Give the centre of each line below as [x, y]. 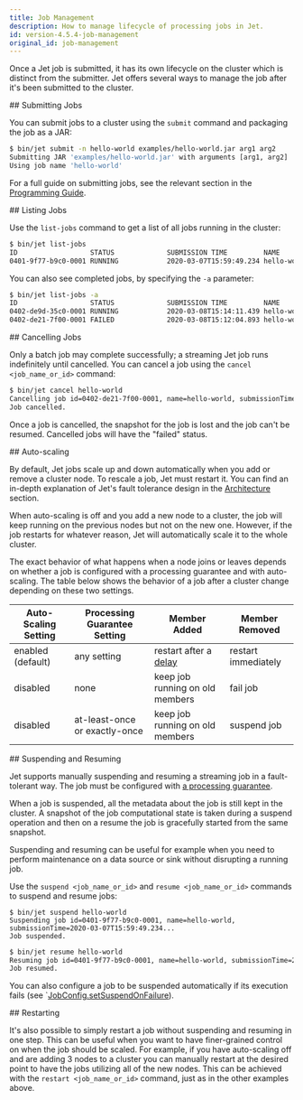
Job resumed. [34, 969]
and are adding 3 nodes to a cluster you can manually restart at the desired [149, 1059]
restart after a [183, 650]
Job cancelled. [38, 407]
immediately [256, 662]
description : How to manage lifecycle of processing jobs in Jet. [137, 26]
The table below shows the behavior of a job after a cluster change [165, 581]
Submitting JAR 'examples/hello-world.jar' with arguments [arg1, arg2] [149, 158]
